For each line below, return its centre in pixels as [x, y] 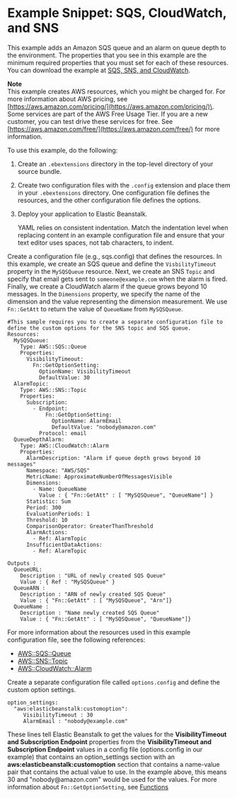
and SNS [33, 28]
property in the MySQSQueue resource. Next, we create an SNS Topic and [111, 271]
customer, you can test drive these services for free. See [90, 121]
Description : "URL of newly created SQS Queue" [93, 576]
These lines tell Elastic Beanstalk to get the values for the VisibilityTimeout [117, 734]
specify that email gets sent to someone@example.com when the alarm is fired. [117, 279]
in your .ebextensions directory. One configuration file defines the [114, 192]
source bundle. [40, 171]
